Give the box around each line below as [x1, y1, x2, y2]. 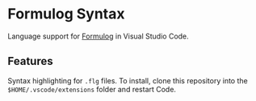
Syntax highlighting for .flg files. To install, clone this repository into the [7, 75, 248, 85]
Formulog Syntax [7, 5, 125, 23]
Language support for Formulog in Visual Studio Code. [7, 31, 189, 41]
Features [7, 55, 53, 68]
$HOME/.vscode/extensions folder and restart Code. [7, 84, 177, 94]
